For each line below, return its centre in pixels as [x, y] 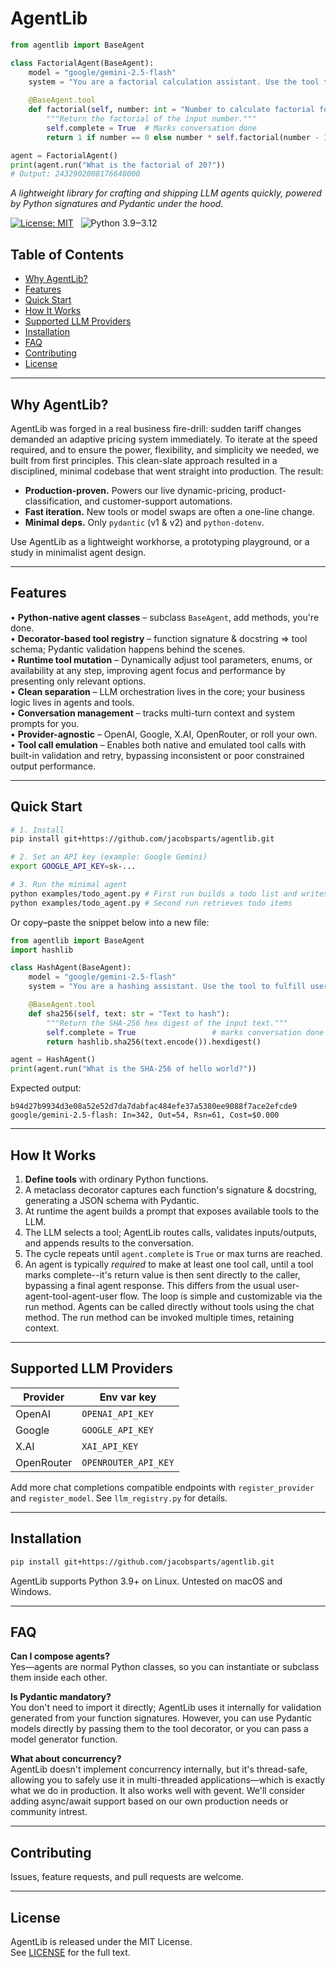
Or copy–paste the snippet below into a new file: [110, 922]
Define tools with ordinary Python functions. [116, 1179]
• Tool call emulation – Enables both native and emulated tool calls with [158, 744]
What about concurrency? [66, 1759]
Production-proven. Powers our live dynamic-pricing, [136, 490]
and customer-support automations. [158, 501]
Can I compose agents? [60, 1656]
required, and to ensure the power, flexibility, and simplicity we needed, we [165, 449]
